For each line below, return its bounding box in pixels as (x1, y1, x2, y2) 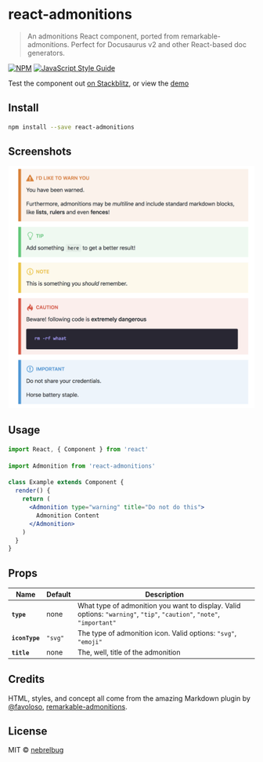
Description (144, 589, 185, 599)
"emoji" (77, 638, 103, 647)
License (8, 724, 48, 738)
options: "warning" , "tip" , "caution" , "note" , (77, 609, 221, 618)
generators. (27, 48, 65, 57)
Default (46, 589, 71, 599)
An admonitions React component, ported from (27, 31, 180, 41)
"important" (77, 618, 117, 627)
